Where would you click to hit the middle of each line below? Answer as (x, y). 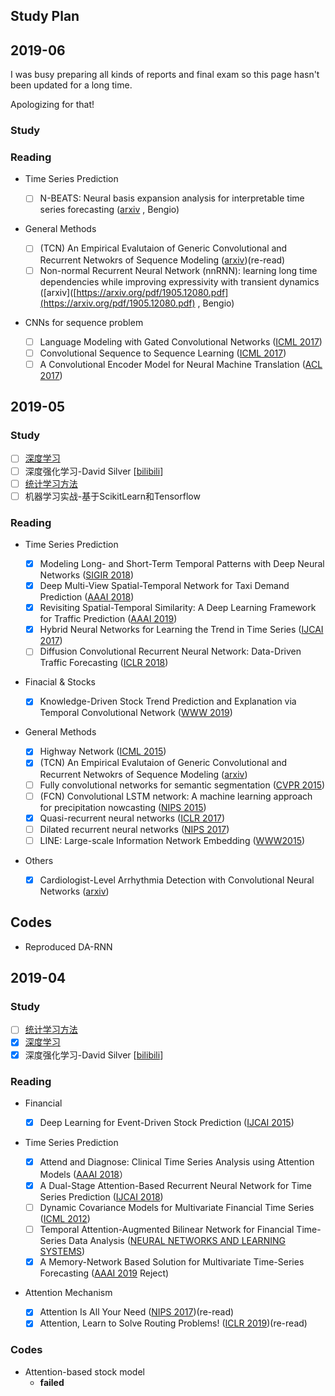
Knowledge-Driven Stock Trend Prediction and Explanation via (168, 701)
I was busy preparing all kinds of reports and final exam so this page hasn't (165, 75)
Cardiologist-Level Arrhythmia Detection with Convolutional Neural (177, 880)
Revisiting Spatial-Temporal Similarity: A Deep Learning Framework (178, 608)
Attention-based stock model (84, 1371)
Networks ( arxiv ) (74, 891)
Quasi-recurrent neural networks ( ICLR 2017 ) (132, 818)
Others (39, 860)
